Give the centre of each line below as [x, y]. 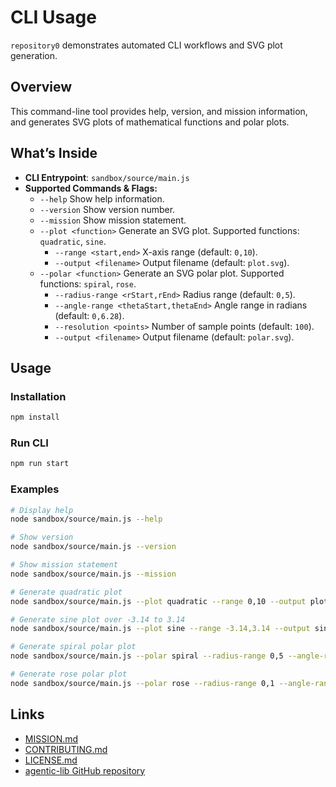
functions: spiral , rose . [88, 283]
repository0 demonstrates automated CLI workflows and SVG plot [146, 45]
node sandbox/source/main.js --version [93, 547]
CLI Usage [53, 17]
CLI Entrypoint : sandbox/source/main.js [107, 177]
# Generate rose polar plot [69, 674]
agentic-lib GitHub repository [85, 770]
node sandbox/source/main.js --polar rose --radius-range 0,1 [142, 683]
